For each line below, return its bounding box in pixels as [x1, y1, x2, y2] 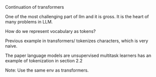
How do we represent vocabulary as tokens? [5, 28, 96, 34]
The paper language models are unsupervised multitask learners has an [5, 52, 152, 58]
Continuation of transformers [5, 4, 64, 10]
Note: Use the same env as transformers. [5, 67, 89, 73]
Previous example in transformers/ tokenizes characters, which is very [5, 38, 149, 44]
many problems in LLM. [5, 19, 53, 25]
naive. [5, 43, 18, 49]
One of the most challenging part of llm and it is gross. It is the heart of [5, 14, 149, 19]
